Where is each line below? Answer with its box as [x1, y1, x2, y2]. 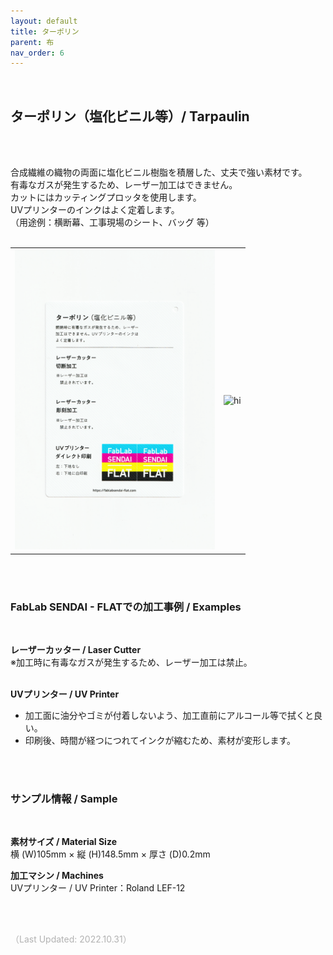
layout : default [10, 16, 78, 26]
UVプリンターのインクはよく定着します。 [10, 204, 180, 216]
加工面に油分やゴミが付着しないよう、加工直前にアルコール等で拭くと [24, 710, 315, 722]
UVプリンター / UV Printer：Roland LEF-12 [10, 882, 186, 894]
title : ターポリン [10, 26, 80, 37]
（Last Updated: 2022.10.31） [10, 933, 132, 945]
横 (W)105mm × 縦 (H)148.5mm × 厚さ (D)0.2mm [10, 848, 211, 860]
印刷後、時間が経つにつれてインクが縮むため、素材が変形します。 [24, 735, 296, 747]
